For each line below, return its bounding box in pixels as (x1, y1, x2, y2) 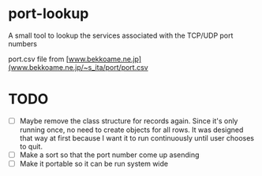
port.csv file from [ (8, 54, 69, 64)
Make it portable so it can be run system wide (19, 159, 168, 168)
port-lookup (8, 5, 89, 23)
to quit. (19, 141, 43, 151)
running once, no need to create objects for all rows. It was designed (19, 125, 244, 134)
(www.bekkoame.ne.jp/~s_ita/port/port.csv (8, 62, 148, 71)
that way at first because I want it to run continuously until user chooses (19, 133, 255, 142)
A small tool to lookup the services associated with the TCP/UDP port (8, 31, 234, 40)
